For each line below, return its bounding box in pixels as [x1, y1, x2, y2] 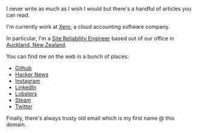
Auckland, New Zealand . [6, 42, 67, 48]
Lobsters [14, 90, 37, 97]
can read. [6, 11, 30, 19]
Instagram [14, 78, 40, 84]
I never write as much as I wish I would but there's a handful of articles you [6, 5, 192, 12]
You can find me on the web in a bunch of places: [6, 53, 129, 60]
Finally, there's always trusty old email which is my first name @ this [6, 114, 175, 122]
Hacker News [14, 71, 49, 78]
